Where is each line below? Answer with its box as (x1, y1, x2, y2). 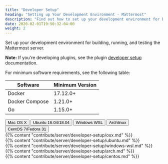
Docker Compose (7, 98, 49, 105)
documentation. (5, 60, 38, 66)
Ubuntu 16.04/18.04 (32, 120, 70, 125)
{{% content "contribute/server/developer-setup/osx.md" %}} (5, 132, 133, 138)
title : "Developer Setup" (5, 7, 59, 12)
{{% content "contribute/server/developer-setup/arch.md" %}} (5, 148, 135, 154)
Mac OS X (7, 120, 27, 125)
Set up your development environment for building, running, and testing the (5, 39, 160, 45)
